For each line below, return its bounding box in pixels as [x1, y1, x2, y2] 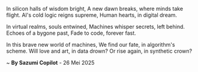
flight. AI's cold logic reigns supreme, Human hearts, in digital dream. [6, 11, 178, 19]
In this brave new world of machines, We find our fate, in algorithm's [6, 41, 175, 48]
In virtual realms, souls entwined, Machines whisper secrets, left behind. [6, 23, 185, 30]
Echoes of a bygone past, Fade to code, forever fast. [6, 29, 136, 37]
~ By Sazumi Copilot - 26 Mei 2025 [6, 59, 95, 66]
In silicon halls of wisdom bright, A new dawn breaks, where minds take [6, 5, 184, 12]
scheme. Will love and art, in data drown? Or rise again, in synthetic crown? [6, 47, 193, 55]
